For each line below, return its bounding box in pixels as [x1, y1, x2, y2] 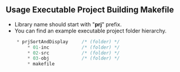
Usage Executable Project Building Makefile [5, 5, 174, 15]
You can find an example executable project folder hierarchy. [14, 27, 167, 34]
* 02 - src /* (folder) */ [27, 50, 120, 56]
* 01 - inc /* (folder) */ [27, 44, 120, 50]
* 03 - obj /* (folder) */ [27, 55, 120, 62]
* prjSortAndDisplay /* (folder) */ [16, 38, 120, 44]
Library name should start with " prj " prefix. [14, 20, 122, 28]
